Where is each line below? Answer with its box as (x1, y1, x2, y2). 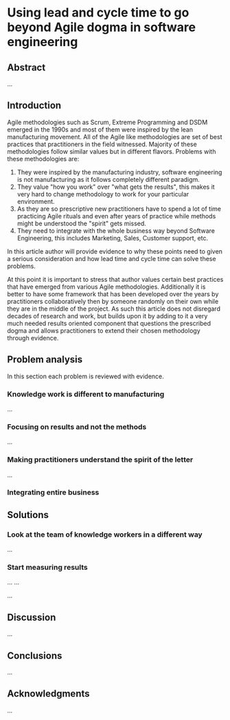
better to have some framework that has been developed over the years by (7, 289, 219, 298)
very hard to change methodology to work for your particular (16, 189, 189, 198)
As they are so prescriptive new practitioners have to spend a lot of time (16, 205, 222, 213)
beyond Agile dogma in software (7, 19, 196, 35)
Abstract (7, 61, 46, 73)
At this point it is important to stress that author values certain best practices (7, 275, 224, 283)
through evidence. (7, 333, 59, 342)
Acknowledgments (7, 688, 91, 700)
